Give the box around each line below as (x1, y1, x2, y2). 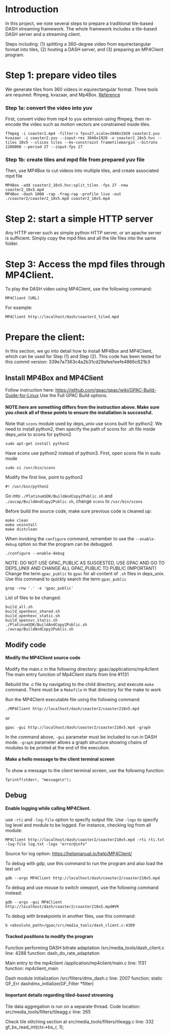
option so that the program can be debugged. (17, 541, 113, 547)
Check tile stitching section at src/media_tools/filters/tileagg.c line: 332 (5, 1019, 154, 1025)
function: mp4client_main (5, 965, 58, 971)
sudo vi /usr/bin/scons (5, 465, 56, 470)
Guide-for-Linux (5, 392, 39, 399)
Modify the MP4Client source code (5, 654, 81, 661)
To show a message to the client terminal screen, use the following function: (5, 768, 165, 774)
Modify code (5, 640, 47, 649)
